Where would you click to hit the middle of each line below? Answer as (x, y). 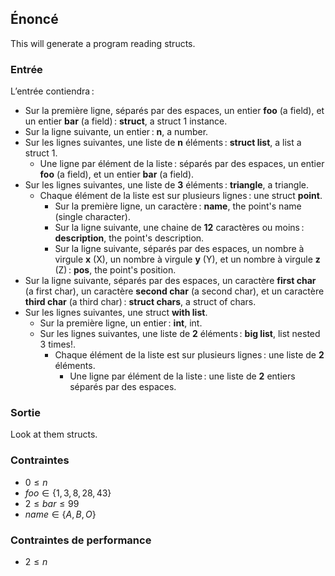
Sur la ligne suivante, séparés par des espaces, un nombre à (179, 249)
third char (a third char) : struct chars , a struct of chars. (140, 302)
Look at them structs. (54, 434)
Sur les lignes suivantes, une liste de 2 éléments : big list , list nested (180, 334)
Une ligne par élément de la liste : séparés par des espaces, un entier (182, 164)
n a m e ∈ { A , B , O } (60, 514)
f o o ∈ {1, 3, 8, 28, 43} (68, 493)
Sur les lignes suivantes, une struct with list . (116, 313)
